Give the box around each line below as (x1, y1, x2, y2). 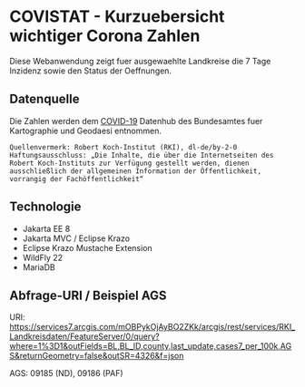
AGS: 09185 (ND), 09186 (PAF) (9, 368, 124, 379)
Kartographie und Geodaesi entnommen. (9, 125, 162, 136)
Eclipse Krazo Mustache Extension (22, 242, 152, 253)
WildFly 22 (22, 252, 64, 263)
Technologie (9, 199, 82, 215)
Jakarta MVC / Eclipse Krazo (22, 233, 130, 244)
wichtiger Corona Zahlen (9, 25, 201, 46)
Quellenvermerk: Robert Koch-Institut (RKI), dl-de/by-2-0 (9, 142, 238, 151)
